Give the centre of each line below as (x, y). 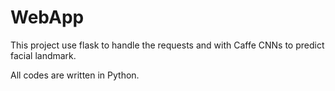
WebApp (47, 17)
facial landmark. (43, 55)
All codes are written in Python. (75, 75)
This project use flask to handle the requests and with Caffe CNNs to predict (167, 45)
